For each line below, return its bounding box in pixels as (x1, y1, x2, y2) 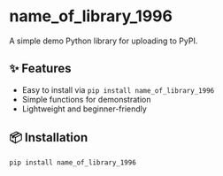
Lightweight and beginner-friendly (21, 103, 148, 114)
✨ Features (9, 61, 72, 76)
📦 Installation (9, 130, 88, 145)
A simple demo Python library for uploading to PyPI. (9, 35, 198, 46)
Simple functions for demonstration (21, 94, 151, 104)
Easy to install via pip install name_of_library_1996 (21, 84, 215, 95)
